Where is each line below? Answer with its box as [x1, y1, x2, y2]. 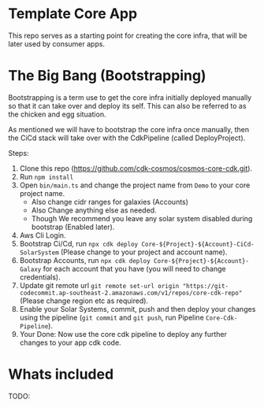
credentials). [19, 272, 61, 282]
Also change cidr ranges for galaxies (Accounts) [31, 197, 189, 206]
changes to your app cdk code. [19, 338, 121, 347]
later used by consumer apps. [8, 39, 105, 48]
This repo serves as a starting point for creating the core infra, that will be [8, 31, 247, 40]
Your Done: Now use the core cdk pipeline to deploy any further [19, 329, 227, 339]
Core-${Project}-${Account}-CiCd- [141, 240, 255, 248]
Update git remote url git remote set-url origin [19, 280, 180, 290]
